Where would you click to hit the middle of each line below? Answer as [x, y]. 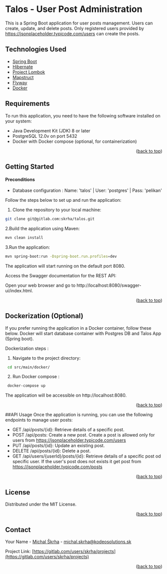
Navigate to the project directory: [46, 358]
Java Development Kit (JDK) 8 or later [51, 130]
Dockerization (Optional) [44, 316]
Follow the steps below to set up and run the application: [63, 200]
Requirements [27, 104]
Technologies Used [36, 49]
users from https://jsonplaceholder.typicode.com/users [69, 440]
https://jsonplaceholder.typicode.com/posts [57, 467]
